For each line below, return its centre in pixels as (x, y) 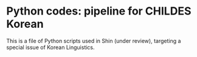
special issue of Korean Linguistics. (51, 47)
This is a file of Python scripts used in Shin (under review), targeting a (94, 41)
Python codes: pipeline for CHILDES (99, 11)
